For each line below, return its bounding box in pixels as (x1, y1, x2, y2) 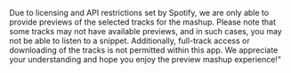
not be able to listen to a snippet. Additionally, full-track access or (9, 35, 251, 46)
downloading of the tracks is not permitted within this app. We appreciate (9, 45, 279, 55)
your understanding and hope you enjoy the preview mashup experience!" (9, 55, 282, 64)
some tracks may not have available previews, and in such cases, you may (9, 26, 282, 36)
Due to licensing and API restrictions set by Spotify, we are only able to (9, 8, 270, 18)
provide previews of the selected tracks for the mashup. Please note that (9, 17, 276, 27)
